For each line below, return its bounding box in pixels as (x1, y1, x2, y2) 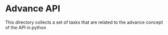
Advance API (5, 3, 61, 14)
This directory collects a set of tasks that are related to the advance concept (5, 19, 163, 25)
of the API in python (5, 24, 47, 30)
